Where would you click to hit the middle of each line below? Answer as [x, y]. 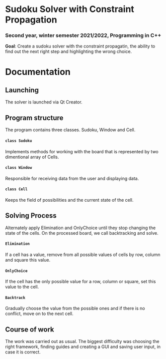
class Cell [16, 189]
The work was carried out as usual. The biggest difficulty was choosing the [82, 342]
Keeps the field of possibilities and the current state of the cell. [69, 200]
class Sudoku [19, 141]
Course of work [30, 329]
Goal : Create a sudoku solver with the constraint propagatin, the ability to [80, 46]
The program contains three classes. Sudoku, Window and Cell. [70, 130]
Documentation [38, 72]
